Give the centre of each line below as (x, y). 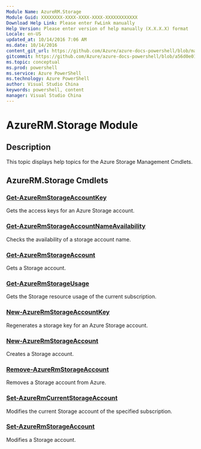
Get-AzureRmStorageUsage (48, 283)
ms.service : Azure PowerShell (44, 73)
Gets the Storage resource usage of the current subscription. (81, 297)
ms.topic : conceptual (33, 62)
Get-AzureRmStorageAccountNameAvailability (76, 226)
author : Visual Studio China (42, 85)
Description (28, 147)
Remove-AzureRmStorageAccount (58, 369)
